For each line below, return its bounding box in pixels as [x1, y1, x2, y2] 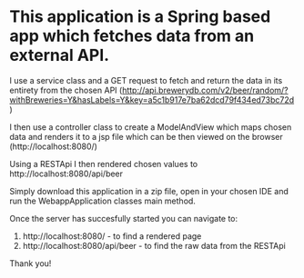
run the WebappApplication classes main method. [9, 195, 196, 206]
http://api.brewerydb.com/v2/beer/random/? [121, 84, 289, 95]
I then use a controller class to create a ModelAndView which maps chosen [9, 121, 292, 133]
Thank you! [9, 257, 52, 269]
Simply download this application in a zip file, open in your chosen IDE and [9, 185, 289, 196]
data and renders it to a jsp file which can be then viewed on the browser [9, 131, 284, 142]
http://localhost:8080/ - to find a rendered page [22, 230, 202, 242]
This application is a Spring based [9, 6, 271, 27]
